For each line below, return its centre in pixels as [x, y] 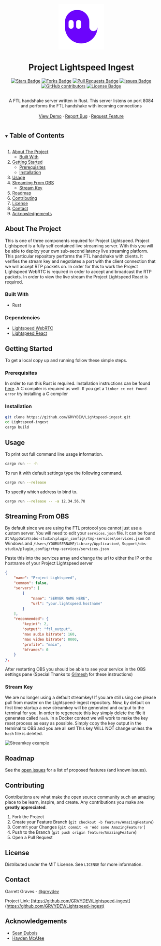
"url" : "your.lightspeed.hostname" [67, 603]
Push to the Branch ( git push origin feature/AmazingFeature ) [74, 832]
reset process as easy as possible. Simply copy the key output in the [73, 723]
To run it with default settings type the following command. [64, 473]
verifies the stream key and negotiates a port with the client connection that [80, 261]
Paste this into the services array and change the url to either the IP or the [79, 558]
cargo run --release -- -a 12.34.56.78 [45, 501]
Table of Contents [37, 136]
